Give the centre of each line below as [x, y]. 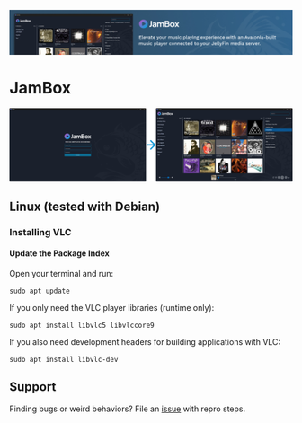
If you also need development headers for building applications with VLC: [145, 342]
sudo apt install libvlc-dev [64, 360]
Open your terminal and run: [62, 274]
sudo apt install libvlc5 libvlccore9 [82, 326]
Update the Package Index [59, 253]
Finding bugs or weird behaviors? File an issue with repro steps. [127, 409]
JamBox [40, 88]
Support [33, 387]
